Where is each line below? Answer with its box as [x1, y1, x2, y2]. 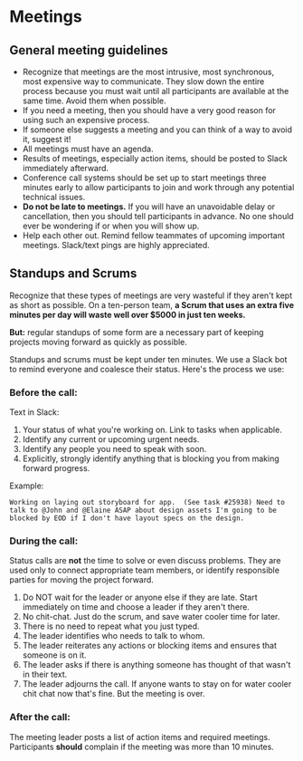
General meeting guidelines [9, 43, 169, 58]
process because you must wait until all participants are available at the [22, 86, 289, 96]
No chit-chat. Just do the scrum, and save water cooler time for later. [22, 612, 280, 622]
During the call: [9, 535, 79, 547]
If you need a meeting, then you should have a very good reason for [22, 105, 276, 115]
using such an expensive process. [22, 115, 150, 125]
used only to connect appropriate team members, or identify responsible [9, 564, 280, 576]
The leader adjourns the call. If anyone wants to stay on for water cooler [22, 679, 292, 689]
